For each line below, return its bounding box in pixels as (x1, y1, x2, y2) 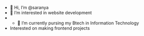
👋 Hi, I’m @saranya (9, 5, 49, 10)
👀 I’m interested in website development (9, 10, 92, 16)
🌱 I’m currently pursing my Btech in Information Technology (17, 20, 139, 26)
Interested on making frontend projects (9, 25, 90, 31)
